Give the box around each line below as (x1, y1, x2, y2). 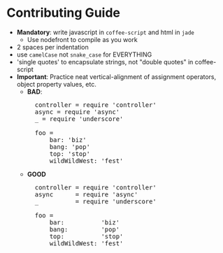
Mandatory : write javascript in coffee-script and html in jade (16, 28, 195, 36)
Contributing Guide (6, 5, 120, 21)
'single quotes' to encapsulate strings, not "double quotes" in (16, 57, 194, 66)
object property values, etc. (16, 80, 97, 88)
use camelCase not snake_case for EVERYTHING (16, 50, 152, 59)
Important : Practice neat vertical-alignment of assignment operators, (16, 72, 217, 81)
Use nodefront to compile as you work (27, 35, 138, 43)
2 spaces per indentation (16, 43, 89, 51)
